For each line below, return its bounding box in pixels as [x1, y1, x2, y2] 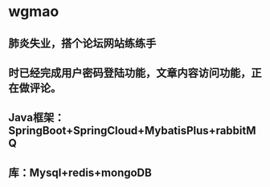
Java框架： [8, 111, 65, 124]
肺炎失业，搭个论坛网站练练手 [8, 36, 157, 50]
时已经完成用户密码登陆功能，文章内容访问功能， [8, 66, 252, 79]
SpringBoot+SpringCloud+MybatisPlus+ [8, 124, 216, 138]
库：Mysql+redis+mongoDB [8, 165, 153, 179]
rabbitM [215, 124, 256, 138]
